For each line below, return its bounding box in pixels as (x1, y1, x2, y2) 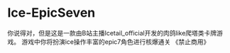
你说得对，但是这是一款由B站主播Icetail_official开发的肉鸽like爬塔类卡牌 (7, 29, 217, 37)
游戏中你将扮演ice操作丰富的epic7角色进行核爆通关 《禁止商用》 (21, 37, 210, 46)
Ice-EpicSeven (7, 5, 96, 21)
